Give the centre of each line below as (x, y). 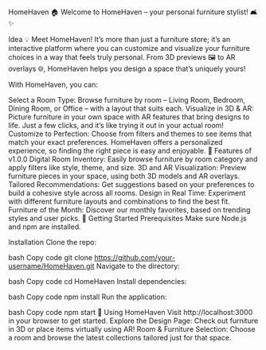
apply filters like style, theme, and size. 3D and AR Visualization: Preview (127, 167)
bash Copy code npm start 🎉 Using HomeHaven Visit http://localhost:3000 (131, 312)
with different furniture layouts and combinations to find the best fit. (119, 201)
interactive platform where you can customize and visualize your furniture (129, 48)
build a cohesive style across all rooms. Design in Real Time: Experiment (127, 193)
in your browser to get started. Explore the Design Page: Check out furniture (133, 321)
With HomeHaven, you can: (53, 84)
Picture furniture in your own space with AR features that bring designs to (129, 117)
